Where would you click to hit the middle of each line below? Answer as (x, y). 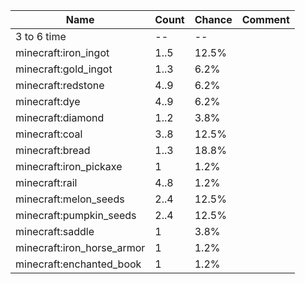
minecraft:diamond (60, 117)
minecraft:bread (53, 150)
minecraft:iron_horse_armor (80, 247)
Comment (265, 19)
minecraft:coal (49, 134)
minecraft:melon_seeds (70, 199)
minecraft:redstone (60, 85)
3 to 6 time (41, 36)
